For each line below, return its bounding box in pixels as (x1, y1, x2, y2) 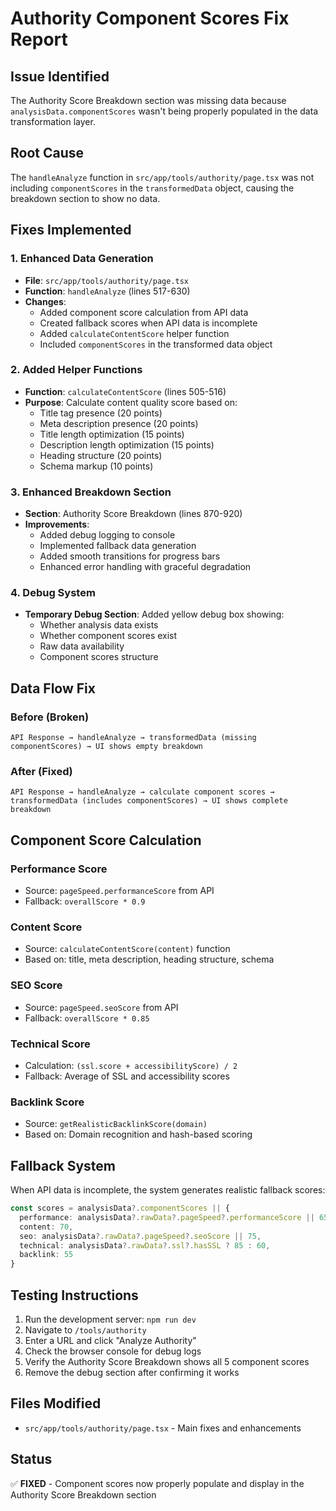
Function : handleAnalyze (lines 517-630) (24, 285, 191, 297)
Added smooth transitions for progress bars (39, 550, 221, 562)
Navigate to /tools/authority (24, 1324, 147, 1336)
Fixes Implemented (10, 222, 132, 239)
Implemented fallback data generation (39, 540, 197, 552)
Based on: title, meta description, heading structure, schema (24, 953, 275, 966)
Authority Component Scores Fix (10, 7, 290, 30)
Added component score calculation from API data (39, 306, 249, 318)
